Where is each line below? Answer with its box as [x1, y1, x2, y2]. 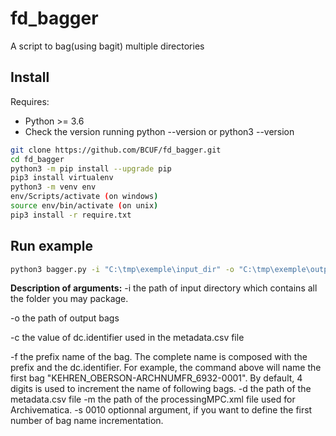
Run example [10, 238, 93, 255]
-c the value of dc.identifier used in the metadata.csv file [10, 332, 245, 344]
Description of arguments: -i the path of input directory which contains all [10, 282, 318, 294]
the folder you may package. [10, 293, 129, 305]
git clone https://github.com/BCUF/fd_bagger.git [10, 145, 222, 155]
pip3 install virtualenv [10, 173, 114, 183]
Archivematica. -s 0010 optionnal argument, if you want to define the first [10, 404, 313, 416]
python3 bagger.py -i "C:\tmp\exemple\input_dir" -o [10, 264, 235, 274]
